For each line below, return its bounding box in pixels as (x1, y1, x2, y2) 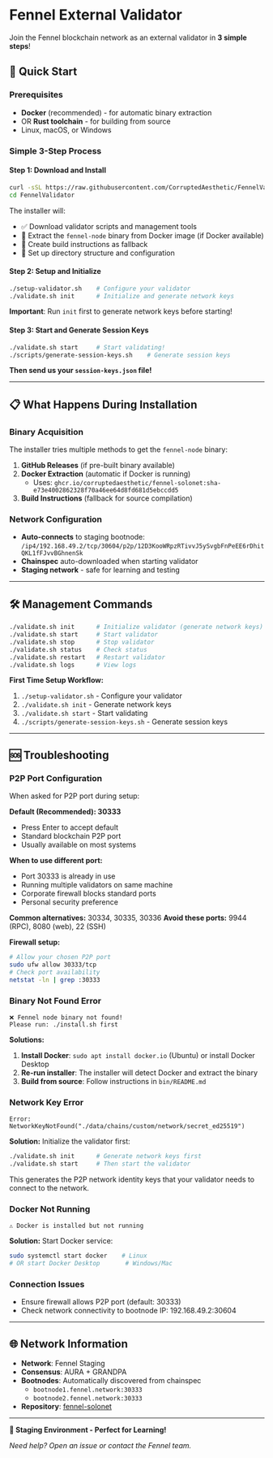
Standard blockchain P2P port (20, 831, 122, 841)
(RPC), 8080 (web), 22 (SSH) (9, 922, 106, 931)
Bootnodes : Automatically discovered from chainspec (20, 1376, 202, 1386)
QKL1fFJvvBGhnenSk (20, 549, 83, 558)
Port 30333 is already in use (20, 871, 116, 881)
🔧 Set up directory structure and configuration (20, 248, 175, 258)
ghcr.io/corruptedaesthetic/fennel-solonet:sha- (53, 479, 222, 488)
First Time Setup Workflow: (9, 675, 104, 685)
